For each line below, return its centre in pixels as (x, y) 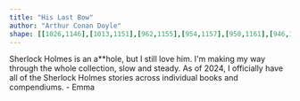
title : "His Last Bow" (51, 17)
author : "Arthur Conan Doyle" (66, 26)
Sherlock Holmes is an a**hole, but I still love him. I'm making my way (137, 59)
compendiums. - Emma (52, 87)
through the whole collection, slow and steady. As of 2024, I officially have (146, 68)
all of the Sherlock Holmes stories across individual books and (124, 78)
